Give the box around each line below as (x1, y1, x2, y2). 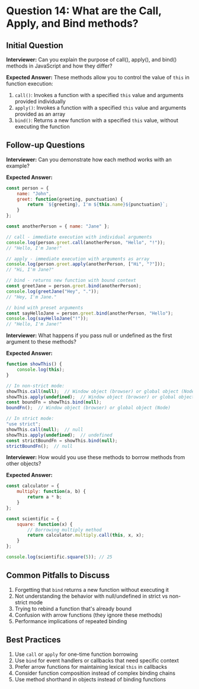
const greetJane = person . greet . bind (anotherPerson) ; (6, 283, 142, 289)
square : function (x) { (17, 521, 73, 527)
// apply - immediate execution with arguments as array (6, 256, 150, 262)
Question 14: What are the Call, (6, 4, 162, 18)
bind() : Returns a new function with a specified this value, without (14, 117, 179, 124)
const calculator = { (6, 483, 60, 489)
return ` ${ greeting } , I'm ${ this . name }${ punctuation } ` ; (27, 201, 168, 208)
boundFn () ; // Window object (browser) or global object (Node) (6, 405, 171, 411)
